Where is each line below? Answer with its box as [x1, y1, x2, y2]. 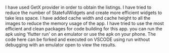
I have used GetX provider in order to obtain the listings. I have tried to [5, 5, 152, 10]
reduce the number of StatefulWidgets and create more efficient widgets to [5, 10, 162, 16]
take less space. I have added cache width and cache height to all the [5, 15, 151, 21]
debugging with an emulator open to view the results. [5, 42, 116, 47]
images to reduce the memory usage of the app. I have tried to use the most [5, 20, 164, 26]
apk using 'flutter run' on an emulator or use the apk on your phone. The [5, 31, 156, 37]
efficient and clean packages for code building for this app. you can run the [5, 26, 163, 32]
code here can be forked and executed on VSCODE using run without [5, 36, 150, 42]
